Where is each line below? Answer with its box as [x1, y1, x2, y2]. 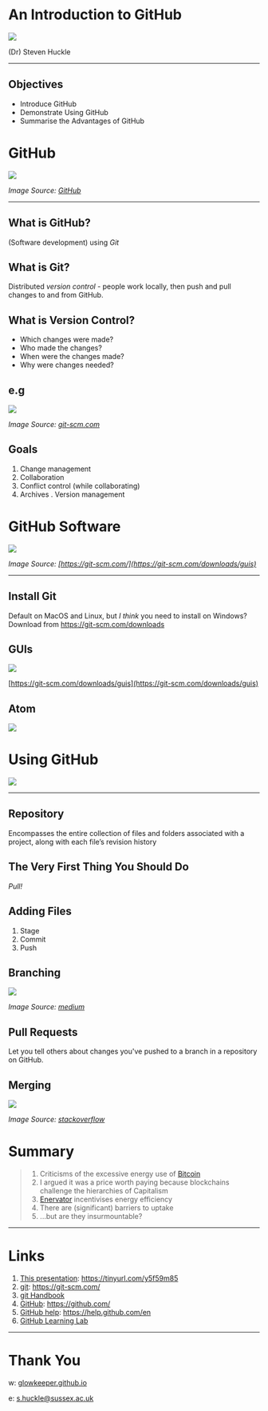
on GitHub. [8, 1055, 44, 1065]
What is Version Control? [8, 314, 136, 327]
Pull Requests [8, 1025, 78, 1039]
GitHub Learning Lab [19, 1316, 89, 1325]
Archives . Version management [19, 490, 125, 499]
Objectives [8, 78, 64, 91]
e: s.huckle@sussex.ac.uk [8, 1393, 94, 1403]
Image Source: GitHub [8, 186, 81, 195]
